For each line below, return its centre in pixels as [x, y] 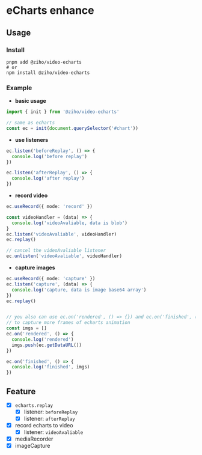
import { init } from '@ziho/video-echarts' [63, 112]
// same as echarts [31, 123]
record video [31, 195]
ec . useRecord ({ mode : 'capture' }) [51, 279]
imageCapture [32, 446]
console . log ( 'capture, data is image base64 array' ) [79, 290]
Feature [21, 391]
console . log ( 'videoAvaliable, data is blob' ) [70, 223]
